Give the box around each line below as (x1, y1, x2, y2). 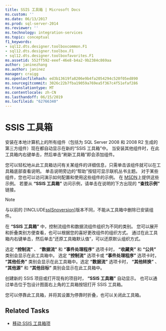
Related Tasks (5, 307, 49, 315)
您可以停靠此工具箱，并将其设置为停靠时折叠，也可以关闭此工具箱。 (5, 292, 144, 298)
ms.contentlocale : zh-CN (5, 90, 56, 95)
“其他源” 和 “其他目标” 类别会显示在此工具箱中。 (5, 265, 105, 271)
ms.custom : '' (5, 12, 35, 17)
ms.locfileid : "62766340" (5, 99, 58, 104)
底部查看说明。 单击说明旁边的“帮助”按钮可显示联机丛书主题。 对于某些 (13, 168, 159, 174)
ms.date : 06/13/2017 (5, 16, 48, 21)
